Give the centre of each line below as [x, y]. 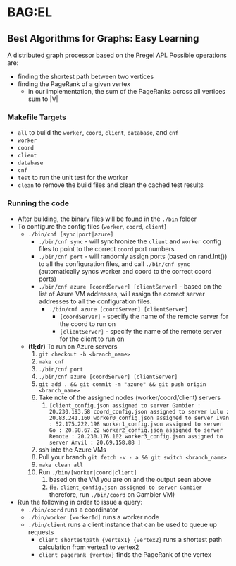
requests [41, 532]
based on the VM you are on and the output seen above [130, 479]
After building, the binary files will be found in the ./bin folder [107, 219]
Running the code [38, 203]
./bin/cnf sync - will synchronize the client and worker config [130, 241]
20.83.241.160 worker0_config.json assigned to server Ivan [139, 418]
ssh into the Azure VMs [73, 450]
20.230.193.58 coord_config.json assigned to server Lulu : [139, 411]
